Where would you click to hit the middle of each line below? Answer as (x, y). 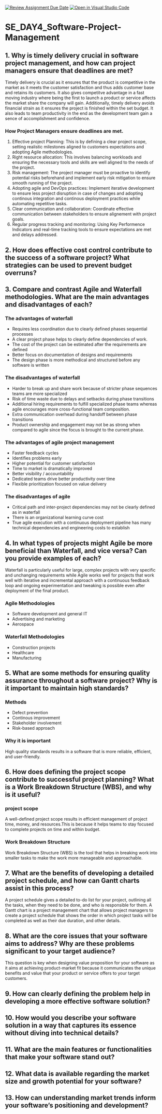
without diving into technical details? (62, 1033)
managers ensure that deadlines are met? (69, 71)
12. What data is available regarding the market (77, 1073)
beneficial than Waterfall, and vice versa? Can (76, 550)
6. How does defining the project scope (66, 772)
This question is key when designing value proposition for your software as (80, 963)
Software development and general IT (50, 614)
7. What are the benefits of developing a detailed (79, 873)
